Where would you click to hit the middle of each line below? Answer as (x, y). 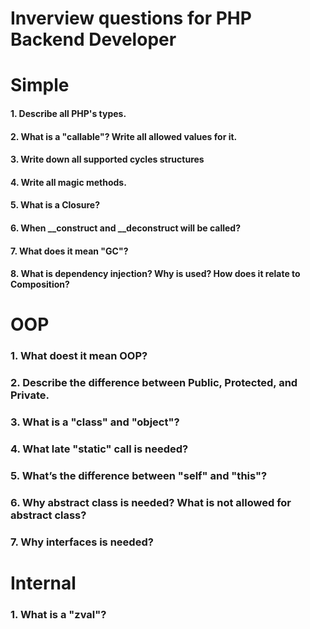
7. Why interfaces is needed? (82, 542)
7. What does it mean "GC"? (69, 251)
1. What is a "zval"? (58, 614)
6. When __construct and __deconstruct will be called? (126, 228)
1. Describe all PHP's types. (68, 113)
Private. (30, 395)
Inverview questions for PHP (131, 18)
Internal (43, 583)
